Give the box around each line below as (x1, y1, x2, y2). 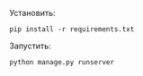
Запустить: (9, 40, 51, 51)
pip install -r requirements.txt (9, 25, 135, 34)
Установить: (9, 8, 56, 18)
